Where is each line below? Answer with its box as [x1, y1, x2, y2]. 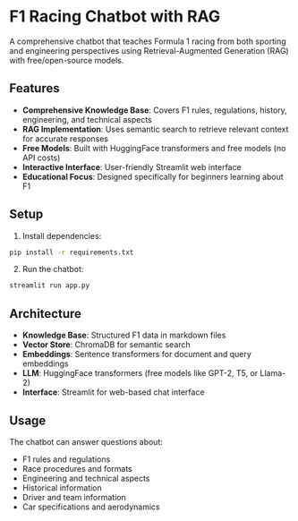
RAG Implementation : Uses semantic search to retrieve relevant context [21, 124, 289, 134]
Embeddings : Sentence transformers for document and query [21, 349, 252, 360]
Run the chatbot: [21, 264, 84, 275]
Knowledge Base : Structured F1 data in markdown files [21, 329, 226, 341]
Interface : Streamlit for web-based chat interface [21, 387, 205, 397]
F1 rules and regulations [21, 454, 111, 465]
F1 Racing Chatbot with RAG [9, 6, 221, 27]
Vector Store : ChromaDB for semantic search [21, 339, 191, 350]
